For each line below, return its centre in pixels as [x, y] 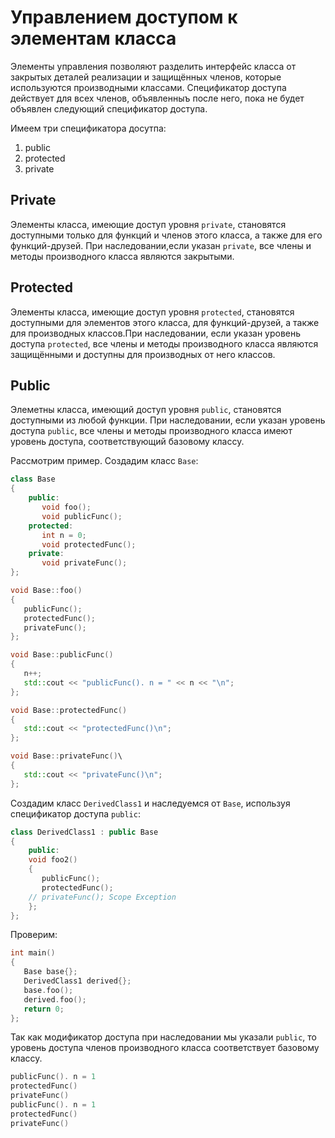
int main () [33, 953]
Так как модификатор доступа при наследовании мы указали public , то [163, 1037]
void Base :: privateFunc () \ [66, 756]
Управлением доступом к [124, 17]
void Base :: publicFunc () [62, 655]
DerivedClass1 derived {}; [77, 981]
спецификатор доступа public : [75, 813]
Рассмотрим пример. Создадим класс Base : [104, 461]
